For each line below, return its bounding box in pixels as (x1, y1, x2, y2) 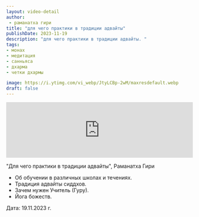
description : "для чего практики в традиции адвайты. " (6, 36, 147, 42)
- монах (6, 47, 25, 53)
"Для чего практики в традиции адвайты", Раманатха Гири (6, 162, 155, 170)
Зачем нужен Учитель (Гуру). (14, 187, 89, 193)
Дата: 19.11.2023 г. (6, 205, 52, 211)
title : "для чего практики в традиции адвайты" (6, 25, 126, 31)
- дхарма (6, 63, 28, 70)
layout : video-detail (6, 8, 60, 15)
